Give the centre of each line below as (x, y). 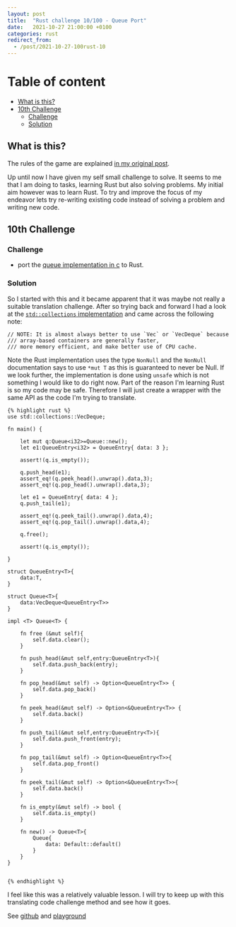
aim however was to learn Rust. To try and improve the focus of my (105, 192)
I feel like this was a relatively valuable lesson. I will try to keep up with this (116, 894)
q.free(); (35, 534)
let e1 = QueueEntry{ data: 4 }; (69, 497)
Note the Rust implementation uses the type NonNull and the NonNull (107, 360)
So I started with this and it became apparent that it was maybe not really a (116, 299)
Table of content (57, 82)
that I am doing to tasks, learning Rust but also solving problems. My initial (116, 184)
